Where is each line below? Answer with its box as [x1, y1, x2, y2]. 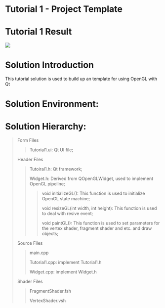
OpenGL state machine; [41, 196, 90, 202]
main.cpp [29, 250, 49, 256]
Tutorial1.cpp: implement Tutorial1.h [29, 260, 102, 265]
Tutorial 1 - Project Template [5, 3, 123, 15]
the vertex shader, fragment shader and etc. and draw [41, 225, 152, 231]
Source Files [17, 240, 43, 246]
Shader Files [17, 278, 43, 285]
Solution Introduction [5, 59, 94, 71]
